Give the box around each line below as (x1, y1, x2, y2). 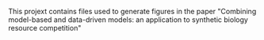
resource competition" (8, 24, 82, 32)
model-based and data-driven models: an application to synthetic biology (8, 15, 248, 24)
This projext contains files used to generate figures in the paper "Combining (8, 7, 257, 16)
